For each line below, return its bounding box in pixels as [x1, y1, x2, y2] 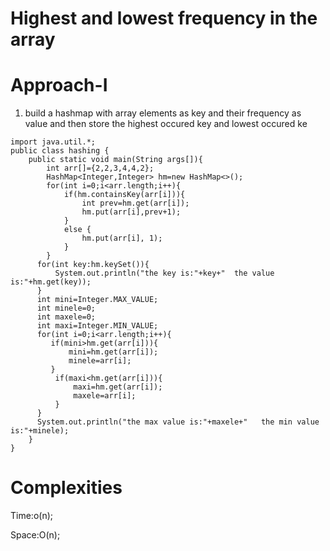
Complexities [10, 477, 123, 499]
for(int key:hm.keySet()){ [36, 260, 150, 270]
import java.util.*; [10, 137, 97, 147]
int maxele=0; [36, 312, 97, 322]
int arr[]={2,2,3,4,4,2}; [46, 163, 155, 174]
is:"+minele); [10, 426, 70, 436]
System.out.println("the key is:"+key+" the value [54, 268, 275, 279]
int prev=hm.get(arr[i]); [81, 198, 190, 209]
